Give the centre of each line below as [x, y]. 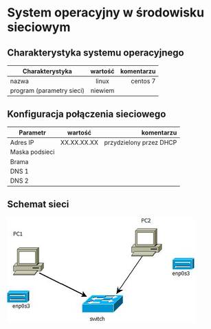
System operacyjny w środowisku [106, 13]
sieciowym [39, 27]
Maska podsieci [32, 152]
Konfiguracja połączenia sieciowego [87, 114]
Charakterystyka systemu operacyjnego [96, 53]
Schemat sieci [38, 204]
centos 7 [143, 81]
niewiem [102, 90]
